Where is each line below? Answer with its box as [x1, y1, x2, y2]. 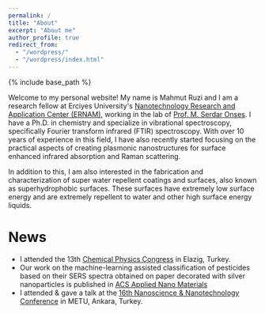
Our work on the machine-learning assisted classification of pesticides [19, 263, 251, 272]
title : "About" [8, 19, 59, 27]
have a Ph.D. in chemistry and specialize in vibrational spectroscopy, [8, 118, 232, 127]
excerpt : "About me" [8, 26, 77, 34]
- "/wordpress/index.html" [15, 56, 104, 64]
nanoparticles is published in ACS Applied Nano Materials [19, 279, 208, 289]
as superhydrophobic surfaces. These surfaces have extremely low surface [8, 183, 255, 193]
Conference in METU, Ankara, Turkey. [19, 296, 143, 305]
